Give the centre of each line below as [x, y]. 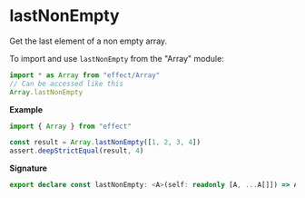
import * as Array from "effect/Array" [85, 75]
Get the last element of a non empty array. [89, 41]
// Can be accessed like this [67, 84]
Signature [29, 168]
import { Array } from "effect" [70, 126]
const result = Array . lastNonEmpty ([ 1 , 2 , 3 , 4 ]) [105, 143]
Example [26, 109]
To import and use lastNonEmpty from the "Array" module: [117, 58]
